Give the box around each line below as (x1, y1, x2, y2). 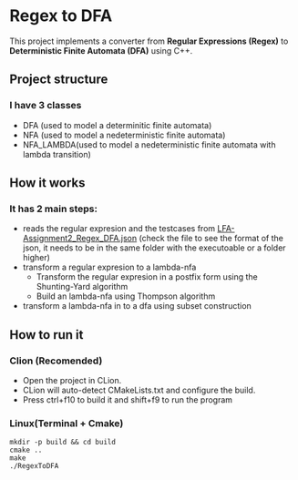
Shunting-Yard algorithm (36, 281, 128, 292)
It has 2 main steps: (9, 202, 98, 215)
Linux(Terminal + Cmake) (9, 416, 124, 429)
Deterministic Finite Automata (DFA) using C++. (9, 45, 193, 56)
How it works (9, 175, 86, 191)
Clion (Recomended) (9, 354, 103, 367)
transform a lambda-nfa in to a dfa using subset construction (22, 301, 252, 311)
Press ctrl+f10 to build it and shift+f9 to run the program (22, 394, 233, 405)
